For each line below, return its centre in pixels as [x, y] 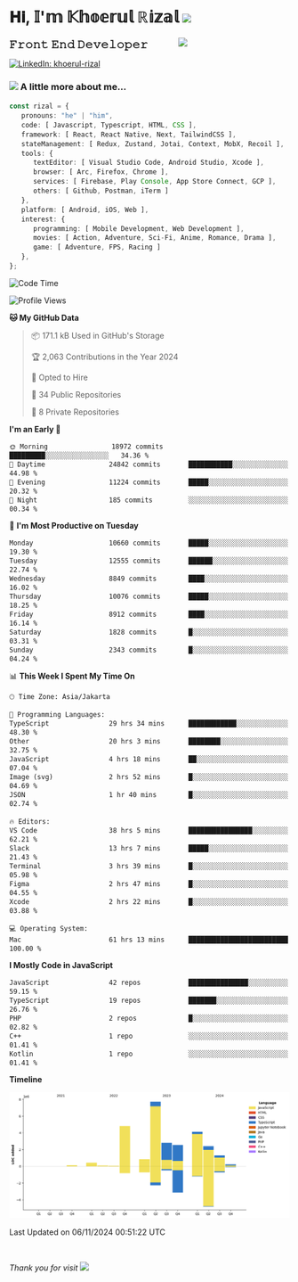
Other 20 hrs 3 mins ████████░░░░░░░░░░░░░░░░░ [149, 741]
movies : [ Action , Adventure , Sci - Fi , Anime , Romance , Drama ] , [154, 238]
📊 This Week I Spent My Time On [72, 676]
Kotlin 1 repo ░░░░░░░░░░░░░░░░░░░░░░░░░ [149, 1054]
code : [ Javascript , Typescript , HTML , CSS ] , [109, 125]
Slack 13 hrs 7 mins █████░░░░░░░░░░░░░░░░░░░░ [149, 848]
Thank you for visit [44, 1268]
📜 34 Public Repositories [76, 394]
